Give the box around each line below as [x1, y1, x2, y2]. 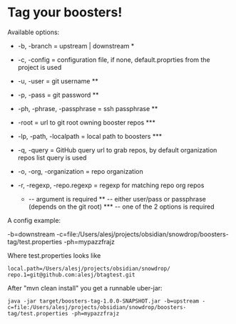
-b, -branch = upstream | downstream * [17, 41, 135, 50]
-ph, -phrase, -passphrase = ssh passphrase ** [17, 104, 158, 113]
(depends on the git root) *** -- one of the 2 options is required [28, 202, 215, 211]
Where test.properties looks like [7, 251, 101, 260]
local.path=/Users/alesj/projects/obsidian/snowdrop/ [7, 265, 171, 272]
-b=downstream [7, 229, 56, 239]
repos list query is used [17, 153, 87, 162]
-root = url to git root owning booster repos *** [17, 118, 155, 127]
